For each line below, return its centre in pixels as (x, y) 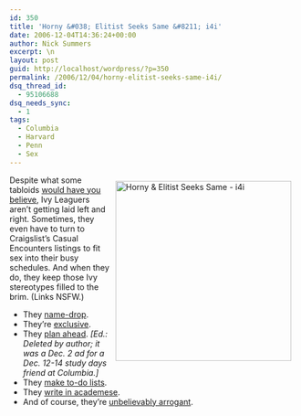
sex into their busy (44, 258)
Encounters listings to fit (55, 248)
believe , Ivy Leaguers (50, 199)
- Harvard (36, 137)
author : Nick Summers (51, 43)
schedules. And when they (59, 267)
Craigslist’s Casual (44, 238)
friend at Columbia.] (61, 372)
